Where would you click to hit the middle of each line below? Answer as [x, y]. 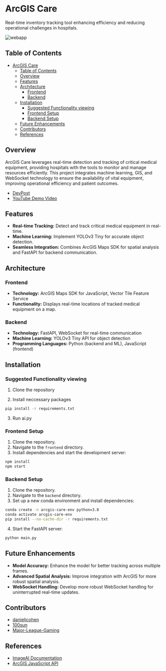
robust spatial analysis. [36, 581]
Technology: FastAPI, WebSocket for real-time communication [77, 333]
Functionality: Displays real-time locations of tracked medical [76, 304]
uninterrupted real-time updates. [46, 592]
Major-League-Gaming [36, 631]
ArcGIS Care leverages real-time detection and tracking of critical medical [81, 162]
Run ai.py [22, 418]
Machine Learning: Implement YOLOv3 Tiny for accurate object [78, 237]
